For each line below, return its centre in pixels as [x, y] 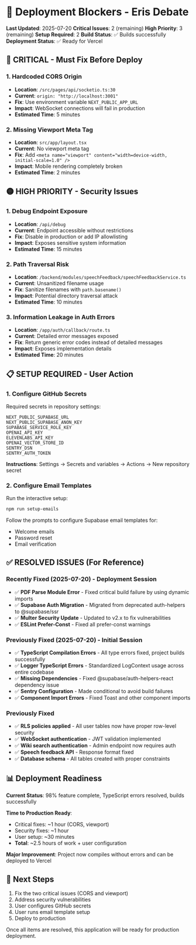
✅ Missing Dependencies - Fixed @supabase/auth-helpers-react [94, 679]
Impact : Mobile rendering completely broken [68, 166]
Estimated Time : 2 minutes [47, 172]
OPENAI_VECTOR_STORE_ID [35, 443]
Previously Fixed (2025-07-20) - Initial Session [74, 640]
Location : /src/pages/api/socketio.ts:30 [65, 89]
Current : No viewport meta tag [52, 148]
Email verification [35, 544]
